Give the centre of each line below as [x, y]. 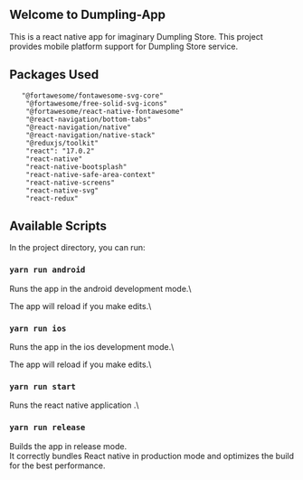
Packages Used [54, 75]
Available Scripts [58, 226]
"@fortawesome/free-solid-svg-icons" [97, 103]
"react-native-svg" [62, 190]
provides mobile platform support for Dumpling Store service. [123, 46]
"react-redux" [52, 198]
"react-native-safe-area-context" [90, 174]
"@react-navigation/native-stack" [90, 135]
